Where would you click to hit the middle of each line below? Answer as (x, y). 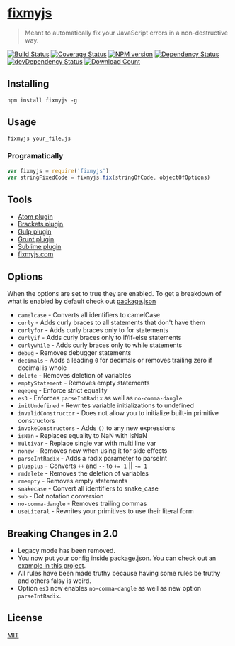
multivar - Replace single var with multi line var (87, 443)
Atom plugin (35, 217)
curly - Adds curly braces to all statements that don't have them (111, 323)
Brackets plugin (40, 224)
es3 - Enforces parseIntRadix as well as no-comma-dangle (100, 398)
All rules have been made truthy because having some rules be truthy (119, 574)
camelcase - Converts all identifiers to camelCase (89, 315)
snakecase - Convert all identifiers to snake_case (88, 488)
